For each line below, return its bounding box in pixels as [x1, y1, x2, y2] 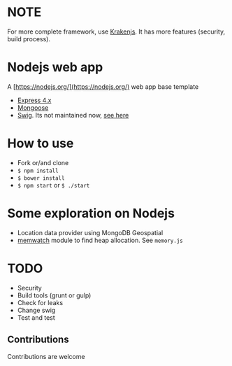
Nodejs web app [7, 59, 103, 76]
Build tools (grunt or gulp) [17, 291, 92, 300]
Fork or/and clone [17, 158, 69, 167]
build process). [7, 34, 51, 43]
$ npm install [17, 167, 59, 174]
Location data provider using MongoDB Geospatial [17, 228, 164, 237]
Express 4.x [17, 96, 52, 104]
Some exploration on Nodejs [7, 206, 175, 221]
